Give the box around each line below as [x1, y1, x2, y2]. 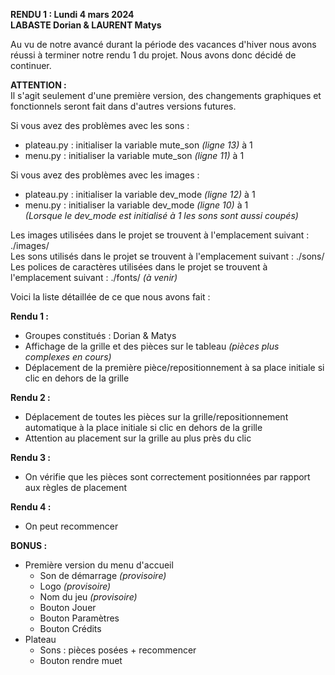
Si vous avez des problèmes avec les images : [10, 169, 200, 181]
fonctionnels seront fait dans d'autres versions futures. [10, 100, 237, 112]
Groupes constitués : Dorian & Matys [24, 330, 177, 341]
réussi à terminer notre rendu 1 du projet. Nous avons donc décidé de [10, 49, 297, 61]
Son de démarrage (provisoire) [39, 570, 167, 581]
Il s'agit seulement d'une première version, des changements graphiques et [10, 90, 322, 101]
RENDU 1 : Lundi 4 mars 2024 [10, 9, 135, 20]
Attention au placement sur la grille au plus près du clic [24, 432, 252, 444]
